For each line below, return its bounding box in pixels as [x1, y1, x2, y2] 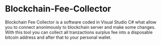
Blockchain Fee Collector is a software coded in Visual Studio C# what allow [5, 19, 157, 25]
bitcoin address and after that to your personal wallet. [5, 34, 112, 40]
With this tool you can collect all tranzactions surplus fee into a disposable [5, 29, 153, 35]
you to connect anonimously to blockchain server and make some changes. [5, 24, 156, 30]
